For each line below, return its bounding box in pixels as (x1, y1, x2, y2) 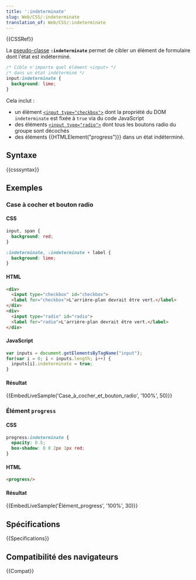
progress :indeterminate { (6, 434, 69, 440)
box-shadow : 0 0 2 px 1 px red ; (11, 446, 85, 451)
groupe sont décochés (14, 127, 70, 134)
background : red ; (11, 233, 54, 240)
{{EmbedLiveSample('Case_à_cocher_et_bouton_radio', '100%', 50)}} (6, 392, 173, 399)
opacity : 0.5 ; (11, 440, 46, 446)
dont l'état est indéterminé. (6, 53, 71, 60)
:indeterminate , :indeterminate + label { (6, 249, 111, 255)
